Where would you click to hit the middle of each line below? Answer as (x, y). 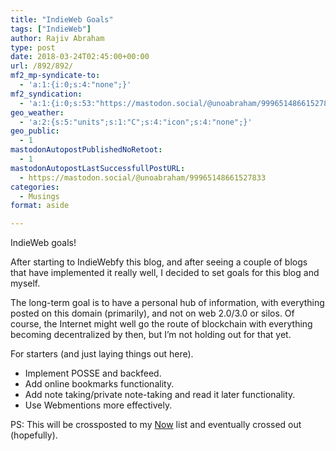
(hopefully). (34, 435)
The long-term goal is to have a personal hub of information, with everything (167, 303)
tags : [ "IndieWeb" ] (51, 29)
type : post (33, 47)
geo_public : (35, 131)
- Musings (39, 196)
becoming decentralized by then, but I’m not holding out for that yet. (151, 335)
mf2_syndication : (46, 94)
